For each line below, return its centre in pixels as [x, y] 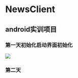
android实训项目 [31, 29]
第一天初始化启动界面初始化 [39, 45]
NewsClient [30, 9]
